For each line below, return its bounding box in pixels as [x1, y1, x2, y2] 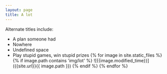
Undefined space [12, 47, 49, 53]
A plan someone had [12, 36, 56, 42]
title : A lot [5, 12, 33, 17]
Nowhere [12, 41, 32, 47]
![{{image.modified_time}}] [93, 57, 149, 63]
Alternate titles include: [5, 26, 54, 32]
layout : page [5, 7, 33, 13]
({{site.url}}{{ [12, 63, 40, 69]
